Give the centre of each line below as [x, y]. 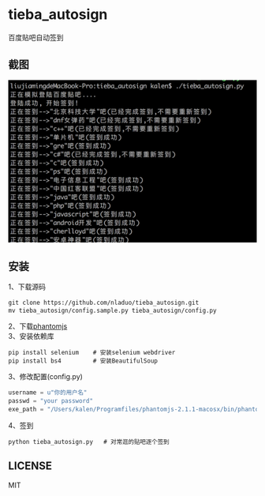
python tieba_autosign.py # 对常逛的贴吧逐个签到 [89, 442]
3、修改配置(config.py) [45, 377]
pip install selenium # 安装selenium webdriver [92, 353]
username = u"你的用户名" [48, 393]
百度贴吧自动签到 [36, 37]
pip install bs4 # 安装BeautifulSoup [83, 361]
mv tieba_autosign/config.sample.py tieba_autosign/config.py [112, 311]
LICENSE [30, 466]
